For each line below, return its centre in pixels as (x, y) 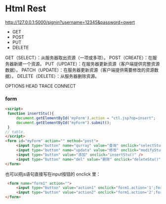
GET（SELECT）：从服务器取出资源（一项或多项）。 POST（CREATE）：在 (79, 58)
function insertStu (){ (31, 114)
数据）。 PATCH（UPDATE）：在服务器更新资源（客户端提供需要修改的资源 (80, 70)
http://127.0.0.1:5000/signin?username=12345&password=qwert (70, 22)
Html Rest (26, 9)
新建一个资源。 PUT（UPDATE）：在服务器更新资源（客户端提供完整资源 (87, 64)
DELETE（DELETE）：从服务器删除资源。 (58, 76)
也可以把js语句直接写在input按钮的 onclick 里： (53, 174)
